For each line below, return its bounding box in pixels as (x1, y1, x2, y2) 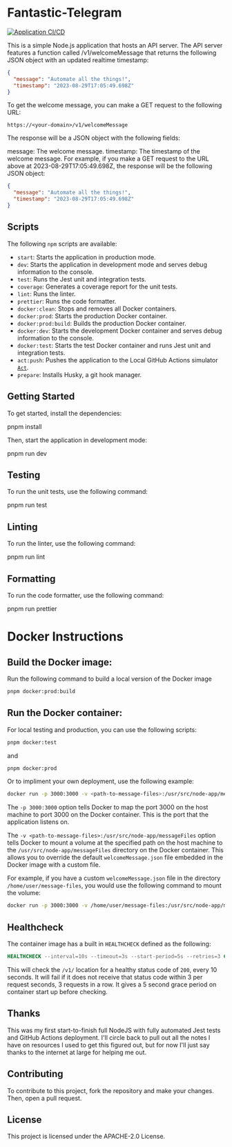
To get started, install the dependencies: (7, 409, 122, 417)
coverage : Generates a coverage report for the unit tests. (17, 282, 178, 291)
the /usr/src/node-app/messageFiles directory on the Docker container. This (7, 846, 224, 854)
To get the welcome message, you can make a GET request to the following (7, 101, 222, 109)
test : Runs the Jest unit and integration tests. (17, 275, 146, 283)
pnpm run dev (7, 449, 47, 457)
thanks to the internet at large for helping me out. (7, 1048, 147, 1056)
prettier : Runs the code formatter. (17, 297, 117, 305)
